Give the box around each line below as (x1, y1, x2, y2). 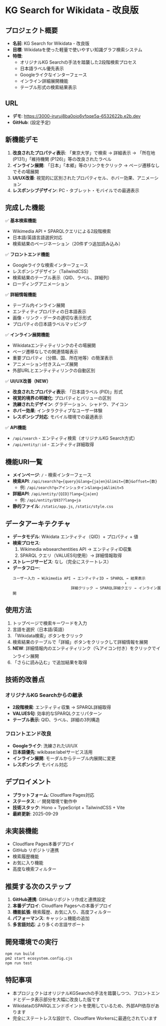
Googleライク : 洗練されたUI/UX (12, 743, 78, 749)
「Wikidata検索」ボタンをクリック (12, 633, 83, 639)
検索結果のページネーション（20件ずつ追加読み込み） (12, 241, 123, 247)
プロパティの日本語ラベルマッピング (12, 321, 87, 327)
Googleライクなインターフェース (19, 72, 87, 78)
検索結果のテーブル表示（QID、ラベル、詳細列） (12, 274, 112, 281)
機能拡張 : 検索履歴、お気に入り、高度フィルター (12, 909, 111, 915)
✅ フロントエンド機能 (5, 251, 50, 257)
